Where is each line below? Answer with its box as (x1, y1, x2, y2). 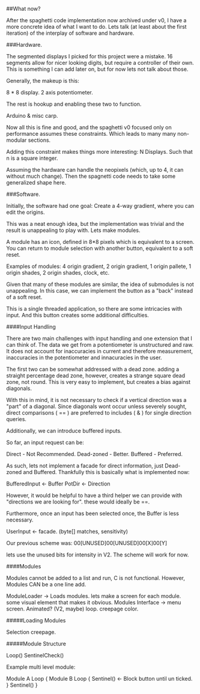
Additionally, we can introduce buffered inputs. (6, 427, 122, 434)
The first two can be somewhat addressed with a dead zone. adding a (6, 366, 180, 373)
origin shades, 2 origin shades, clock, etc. (6, 269, 110, 276)
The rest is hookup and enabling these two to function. (6, 100, 142, 108)
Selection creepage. (6, 629, 56, 636)
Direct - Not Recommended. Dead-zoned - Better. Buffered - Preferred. (6, 451, 183, 457)
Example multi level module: (6, 663, 76, 671)
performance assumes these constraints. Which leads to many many (6, 130, 176, 137)
